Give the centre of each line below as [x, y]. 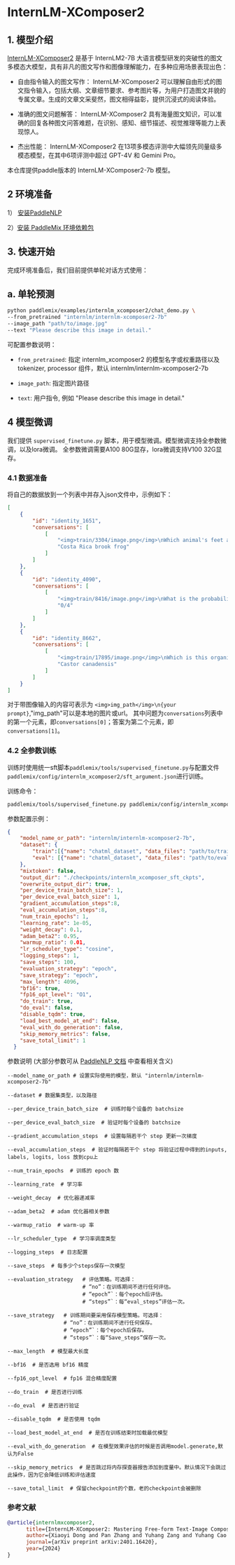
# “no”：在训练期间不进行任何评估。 [128, 1287]
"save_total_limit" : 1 [53, 1041]
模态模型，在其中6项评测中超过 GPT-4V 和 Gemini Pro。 [98, 155]
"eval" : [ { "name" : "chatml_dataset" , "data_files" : [109, 858]
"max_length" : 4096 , [50, 982]
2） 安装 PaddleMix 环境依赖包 [51, 227]
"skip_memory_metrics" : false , [65, 1034]
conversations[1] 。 [36, 731]
